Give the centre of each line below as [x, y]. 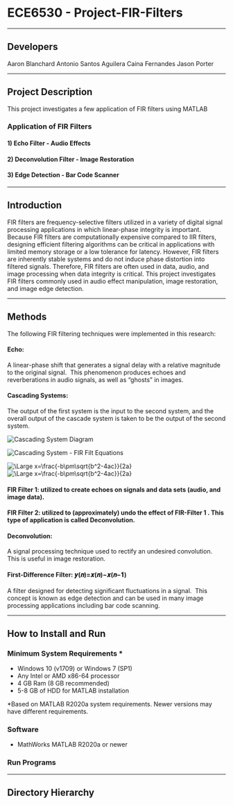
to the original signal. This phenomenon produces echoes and [96, 372]
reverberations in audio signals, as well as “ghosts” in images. [95, 379]
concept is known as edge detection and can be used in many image [105, 598]
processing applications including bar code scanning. [84, 605]
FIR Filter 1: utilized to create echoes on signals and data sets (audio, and [114, 489]
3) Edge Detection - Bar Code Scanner [63, 175]
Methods [27, 317]
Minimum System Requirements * [65, 653]
